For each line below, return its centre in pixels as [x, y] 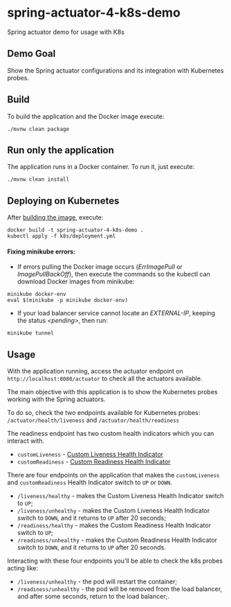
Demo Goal [31, 54]
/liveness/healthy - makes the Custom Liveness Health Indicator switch [120, 496]
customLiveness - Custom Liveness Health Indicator [90, 455]
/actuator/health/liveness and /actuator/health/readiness [93, 420]
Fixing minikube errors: [41, 252]
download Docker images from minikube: [76, 281]
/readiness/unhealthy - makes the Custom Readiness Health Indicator [117, 540]
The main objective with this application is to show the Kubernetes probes [112, 392]
